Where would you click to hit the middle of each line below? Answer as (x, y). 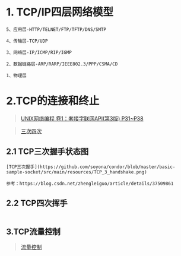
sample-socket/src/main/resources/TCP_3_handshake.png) (77, 172)
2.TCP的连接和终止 (53, 101)
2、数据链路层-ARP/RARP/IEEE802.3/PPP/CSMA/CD (62, 64)
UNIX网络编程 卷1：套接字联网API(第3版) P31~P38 (82, 118)
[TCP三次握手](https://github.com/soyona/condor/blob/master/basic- (91, 167)
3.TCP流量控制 (33, 231)
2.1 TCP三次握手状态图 (47, 152)
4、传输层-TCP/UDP (27, 41)
